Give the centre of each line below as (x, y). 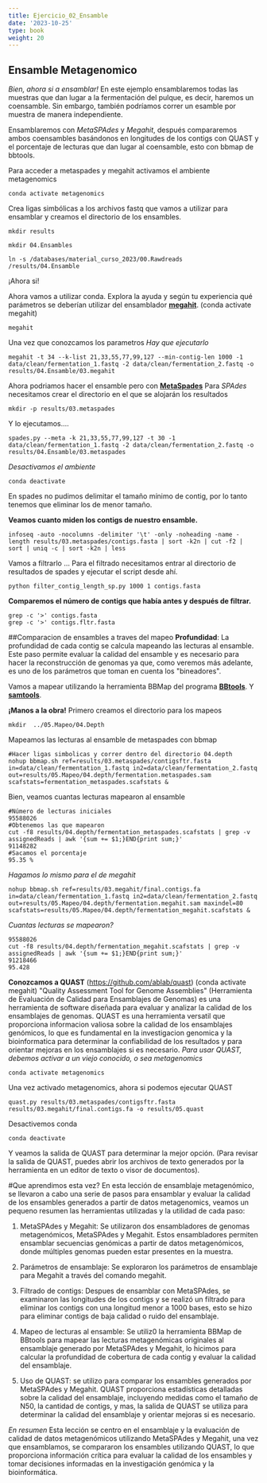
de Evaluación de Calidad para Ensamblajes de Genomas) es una (114, 1000)
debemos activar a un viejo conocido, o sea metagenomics (105, 1058)
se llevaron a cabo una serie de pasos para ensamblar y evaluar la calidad (129, 1194)
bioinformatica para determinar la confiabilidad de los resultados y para (125, 1042)
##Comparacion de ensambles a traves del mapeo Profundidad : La (119, 638)
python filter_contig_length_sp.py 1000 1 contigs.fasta (104, 586)
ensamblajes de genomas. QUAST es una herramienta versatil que (117, 1016)
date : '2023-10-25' (41, 23)
